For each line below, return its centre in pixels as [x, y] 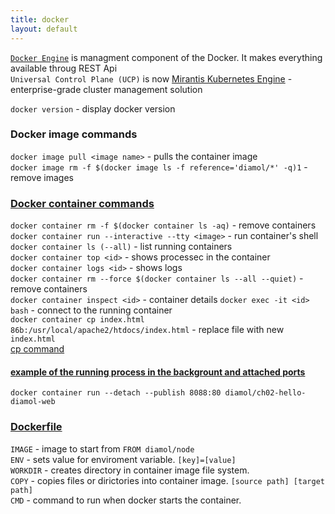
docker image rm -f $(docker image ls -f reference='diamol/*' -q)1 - [159, 167]
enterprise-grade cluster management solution [106, 89]
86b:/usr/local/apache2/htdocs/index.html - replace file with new [147, 330]
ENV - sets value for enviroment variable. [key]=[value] [123, 459]
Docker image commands [74, 134]
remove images [42, 177]
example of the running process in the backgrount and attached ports [158, 372]
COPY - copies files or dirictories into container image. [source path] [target [167, 480]
